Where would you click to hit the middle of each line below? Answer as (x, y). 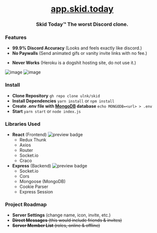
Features (16, 38)
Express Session (36, 192)
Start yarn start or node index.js (46, 111)
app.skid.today (82, 9)
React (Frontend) (29, 135)
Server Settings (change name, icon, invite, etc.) (61, 215)
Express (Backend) (32, 166)
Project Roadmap (26, 204)
